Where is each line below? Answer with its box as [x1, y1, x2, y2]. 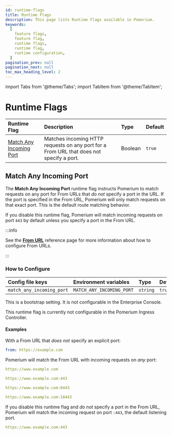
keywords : [5, 22, 27, 27]
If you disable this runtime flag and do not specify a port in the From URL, [5, 404, 160, 410]
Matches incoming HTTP [44, 135, 104, 142]
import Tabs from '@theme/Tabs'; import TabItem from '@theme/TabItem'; [5, 84, 163, 90]
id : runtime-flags [5, 7, 45, 13]
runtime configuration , [14, 50, 66, 55]
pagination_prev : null [5, 60, 54, 65]
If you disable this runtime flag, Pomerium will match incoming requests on [5, 211, 163, 218]
